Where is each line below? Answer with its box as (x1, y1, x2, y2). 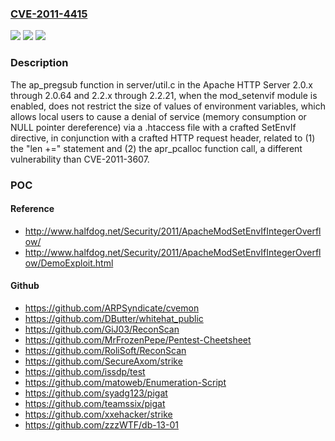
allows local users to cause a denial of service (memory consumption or (10, 110, 307, 122)
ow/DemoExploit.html (24, 257, 114, 269)
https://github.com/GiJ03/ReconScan (24, 323, 180, 335)
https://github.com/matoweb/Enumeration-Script (24, 376, 227, 388)
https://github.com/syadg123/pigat (24, 387, 168, 399)
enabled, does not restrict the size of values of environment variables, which (10, 100, 326, 112)
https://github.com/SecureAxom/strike (24, 355, 183, 367)
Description (10, 56, 69, 70)
